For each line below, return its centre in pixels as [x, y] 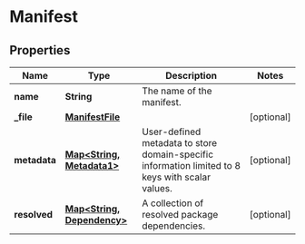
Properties [40, 50]
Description [192, 76]
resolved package [180, 215]
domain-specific [178, 154]
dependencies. [174, 226]
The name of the [177, 91]
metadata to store [180, 143]
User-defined [172, 132]
